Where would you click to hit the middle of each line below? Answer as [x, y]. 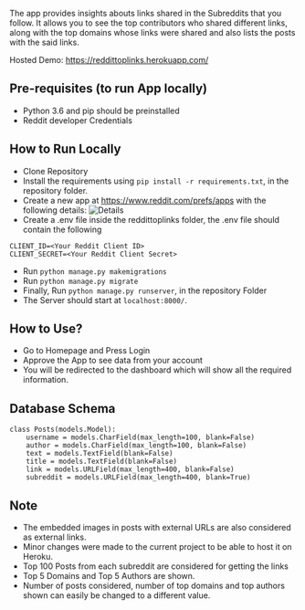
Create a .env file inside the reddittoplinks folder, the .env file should [151, 219]
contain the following [62, 229]
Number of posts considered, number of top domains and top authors [154, 586]
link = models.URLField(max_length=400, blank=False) [130, 469]
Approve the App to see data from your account [113, 361]
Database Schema [63, 409]
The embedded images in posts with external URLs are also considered [157, 528]
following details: [54, 210]
